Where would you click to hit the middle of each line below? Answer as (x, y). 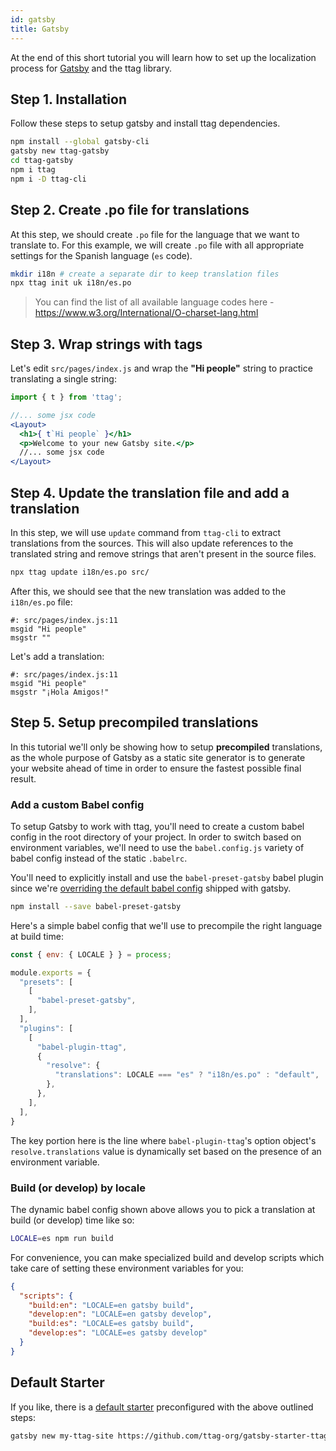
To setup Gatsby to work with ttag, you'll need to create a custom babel (157, 826)
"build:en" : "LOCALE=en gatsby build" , (111, 1305)
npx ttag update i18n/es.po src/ (80, 572)
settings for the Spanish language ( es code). (101, 255)
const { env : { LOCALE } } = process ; (91, 954)
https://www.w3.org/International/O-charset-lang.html (146, 313)
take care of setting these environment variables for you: (127, 1268)
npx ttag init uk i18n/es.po (71, 283)
